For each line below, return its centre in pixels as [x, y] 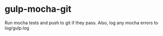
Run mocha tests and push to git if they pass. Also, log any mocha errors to [81, 23]
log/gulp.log [17, 28]
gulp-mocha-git [38, 9]
